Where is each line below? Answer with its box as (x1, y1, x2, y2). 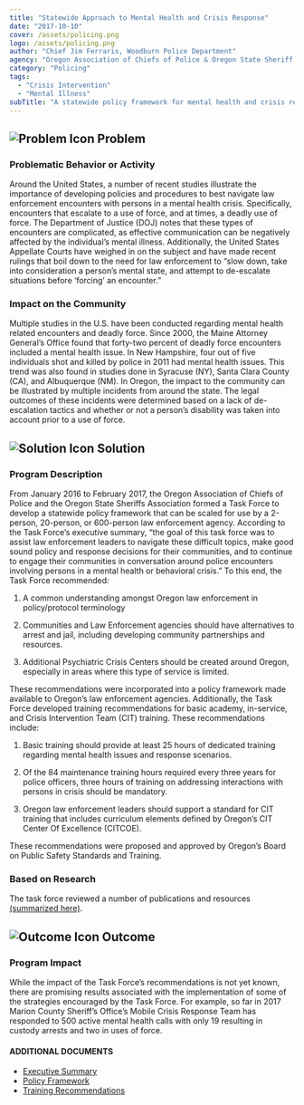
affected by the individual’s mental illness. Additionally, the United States (9, 236, 280, 247)
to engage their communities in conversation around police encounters (9, 556, 274, 567)
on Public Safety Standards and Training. (9, 850, 162, 861)
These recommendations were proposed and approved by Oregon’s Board (9, 841, 287, 851)
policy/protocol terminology (22, 602, 126, 613)
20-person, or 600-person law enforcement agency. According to (40, 517, 286, 528)
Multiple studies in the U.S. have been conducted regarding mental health (9, 318, 283, 329)
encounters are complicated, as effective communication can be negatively (9, 227, 290, 238)
